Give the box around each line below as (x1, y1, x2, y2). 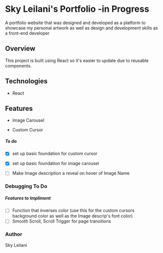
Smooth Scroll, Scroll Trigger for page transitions (12, 218, 111, 224)
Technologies (5, 77, 48, 86)
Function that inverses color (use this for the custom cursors (12, 208, 135, 214)
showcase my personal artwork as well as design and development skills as (5, 25, 158, 31)
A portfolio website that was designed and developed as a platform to (5, 20, 146, 26)
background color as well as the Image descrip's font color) (12, 213, 133, 219)
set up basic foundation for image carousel (12, 160, 99, 166)
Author (5, 231, 23, 238)
